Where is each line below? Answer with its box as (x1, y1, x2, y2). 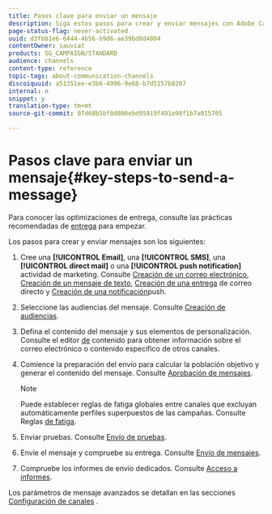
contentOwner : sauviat (8, 42, 85, 50)
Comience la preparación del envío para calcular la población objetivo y (19, 359, 260, 369)
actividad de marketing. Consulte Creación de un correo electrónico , (19, 269, 249, 279)
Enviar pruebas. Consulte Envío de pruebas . (19, 432, 168, 441)
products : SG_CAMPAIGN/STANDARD (8, 49, 117, 57)
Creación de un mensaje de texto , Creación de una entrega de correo (19, 278, 253, 288)
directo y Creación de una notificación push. (19, 286, 167, 296)
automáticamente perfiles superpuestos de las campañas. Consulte (19, 407, 246, 417)
